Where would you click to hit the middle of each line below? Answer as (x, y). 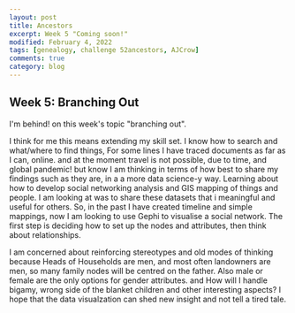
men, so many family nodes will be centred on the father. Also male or (136, 271)
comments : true (37, 58)
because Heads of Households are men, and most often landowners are (140, 261)
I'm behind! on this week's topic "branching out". (98, 124)
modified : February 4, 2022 (61, 42)
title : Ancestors (41, 26)
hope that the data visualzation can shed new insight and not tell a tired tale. (148, 299)
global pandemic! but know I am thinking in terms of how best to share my (144, 169)
